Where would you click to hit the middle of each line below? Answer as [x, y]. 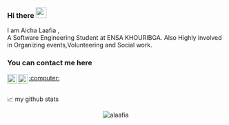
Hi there [21, 15]
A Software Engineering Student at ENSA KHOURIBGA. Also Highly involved [114, 38]
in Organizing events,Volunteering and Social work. [80, 45]
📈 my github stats [33, 99]
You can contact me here [50, 63]
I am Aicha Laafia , [33, 30]
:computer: [44, 78]
